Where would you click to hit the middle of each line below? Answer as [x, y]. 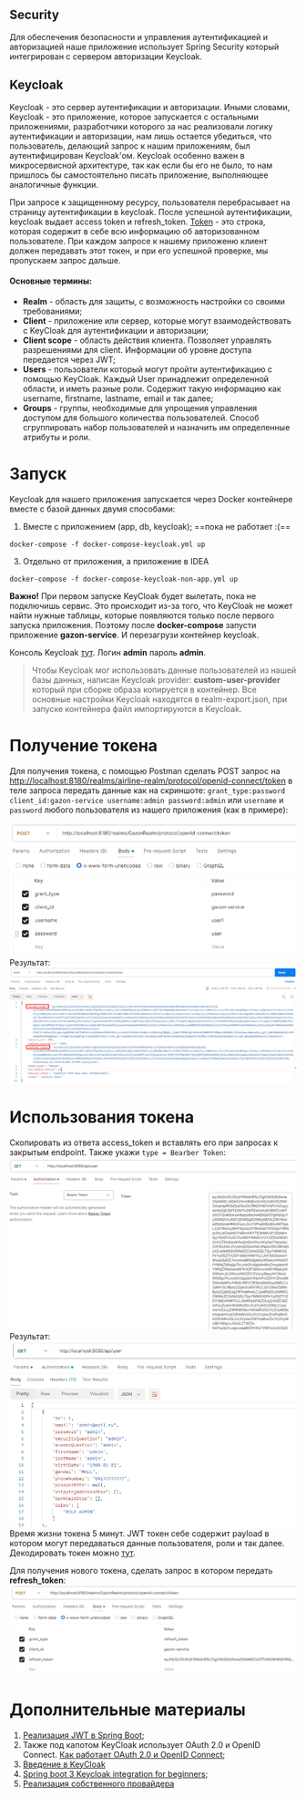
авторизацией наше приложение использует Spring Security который [144, 46]
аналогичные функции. [54, 184]
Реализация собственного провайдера [98, 1783]
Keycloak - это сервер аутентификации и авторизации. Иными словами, [150, 107]
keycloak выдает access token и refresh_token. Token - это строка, [138, 222]
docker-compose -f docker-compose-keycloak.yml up [107, 544]
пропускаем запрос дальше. [65, 260]
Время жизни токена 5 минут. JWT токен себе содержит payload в [139, 1533]
